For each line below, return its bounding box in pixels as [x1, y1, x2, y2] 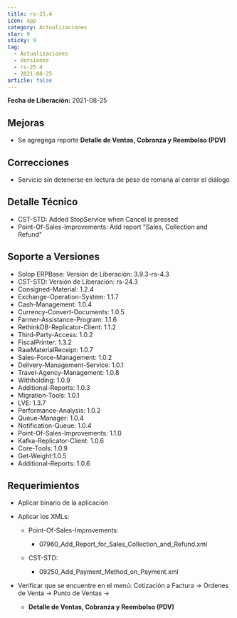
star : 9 [7, 30, 31, 38]
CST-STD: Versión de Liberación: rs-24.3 [17, 277, 138, 286]
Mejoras [7, 117, 45, 129]
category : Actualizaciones [7, 24, 88, 31]
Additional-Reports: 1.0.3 [17, 383, 90, 392]
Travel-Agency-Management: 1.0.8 [17, 368, 120, 376]
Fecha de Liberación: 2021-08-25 [7, 96, 107, 105]
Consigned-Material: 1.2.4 [17, 284, 94, 293]
